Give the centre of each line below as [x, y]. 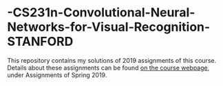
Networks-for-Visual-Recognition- [109, 27]
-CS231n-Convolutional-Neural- [101, 13]
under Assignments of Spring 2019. [57, 75]
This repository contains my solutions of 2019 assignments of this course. [112, 60]
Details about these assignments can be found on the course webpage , [108, 68]
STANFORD [40, 42]
